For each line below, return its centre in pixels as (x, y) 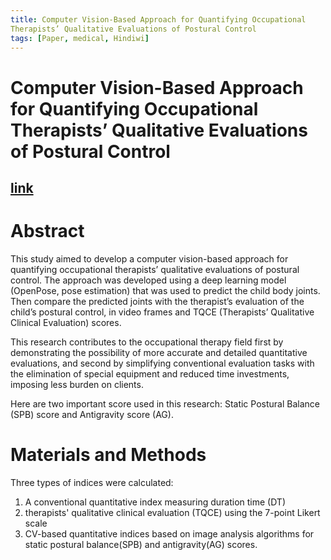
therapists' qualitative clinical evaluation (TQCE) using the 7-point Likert (172, 512)
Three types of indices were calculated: (92, 482)
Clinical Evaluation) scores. (66, 322)
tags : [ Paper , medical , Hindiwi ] (80, 38)
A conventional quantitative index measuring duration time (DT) (155, 502)
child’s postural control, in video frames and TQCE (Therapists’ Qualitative (162, 312)
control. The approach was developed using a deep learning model (148, 280)
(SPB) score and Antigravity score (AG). (92, 414)
